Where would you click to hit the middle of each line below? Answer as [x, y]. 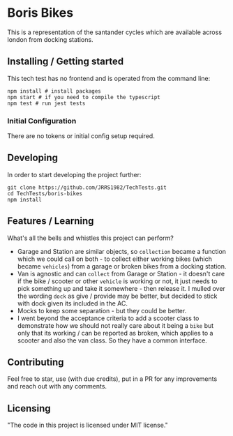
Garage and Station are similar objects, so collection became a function [122, 251]
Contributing [36, 362]
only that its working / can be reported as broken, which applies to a [115, 333]
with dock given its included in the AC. [72, 303]
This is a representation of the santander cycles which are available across [114, 32]
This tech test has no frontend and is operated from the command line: [109, 78]
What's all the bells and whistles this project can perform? [91, 238]
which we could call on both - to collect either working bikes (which [115, 259]
